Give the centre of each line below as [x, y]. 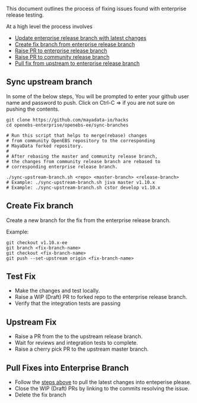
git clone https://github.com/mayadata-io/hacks [67, 120]
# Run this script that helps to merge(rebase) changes [77, 135]
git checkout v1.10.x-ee [37, 243]
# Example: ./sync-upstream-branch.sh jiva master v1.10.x [81, 182]
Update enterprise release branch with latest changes [80, 38]
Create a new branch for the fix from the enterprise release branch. [88, 220]
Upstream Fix [31, 322]
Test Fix [21, 277]
